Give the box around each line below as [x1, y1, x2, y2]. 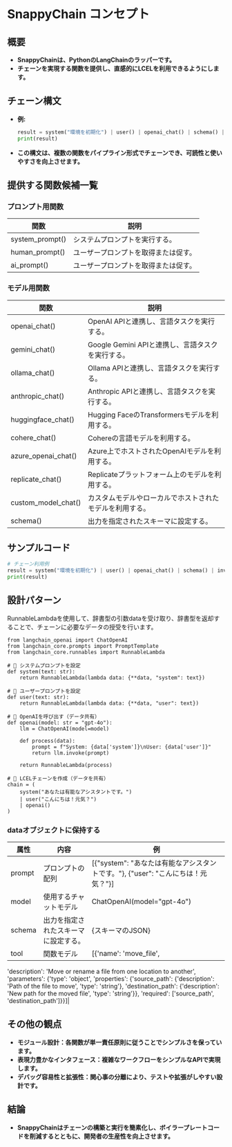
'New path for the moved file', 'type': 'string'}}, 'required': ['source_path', [7, 989, 215, 997]
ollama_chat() [10, 368, 55, 377]
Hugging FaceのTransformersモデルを [87, 410, 212, 419]
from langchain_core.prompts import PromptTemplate [7, 642, 159, 649]
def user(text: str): [7, 694, 70, 701]
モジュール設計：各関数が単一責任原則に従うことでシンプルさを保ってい [17, 1038, 222, 1046]
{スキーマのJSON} [91, 925, 151, 935]
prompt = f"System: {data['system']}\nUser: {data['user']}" [32, 743, 212, 750]
